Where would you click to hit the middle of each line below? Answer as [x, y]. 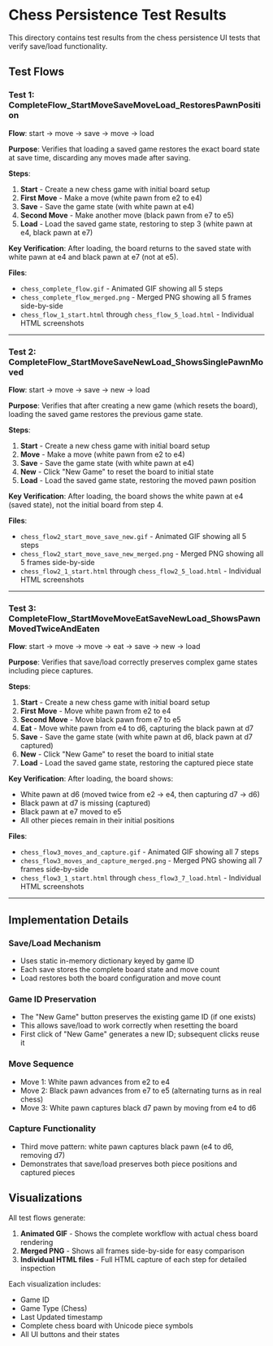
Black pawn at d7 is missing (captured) [85, 803]
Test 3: [22, 608]
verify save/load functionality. [58, 46]
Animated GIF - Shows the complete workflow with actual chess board [139, 1233]
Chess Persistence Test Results [117, 15]
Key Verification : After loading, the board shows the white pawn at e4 [126, 496]
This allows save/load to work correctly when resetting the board [129, 1026]
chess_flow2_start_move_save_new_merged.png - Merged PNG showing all [142, 553]
